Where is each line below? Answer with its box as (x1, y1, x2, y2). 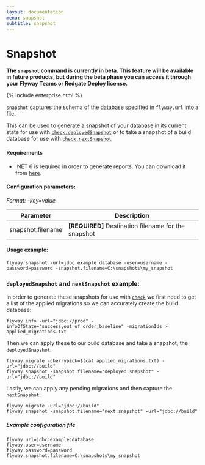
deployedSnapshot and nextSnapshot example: (6, 279, 140, 288)
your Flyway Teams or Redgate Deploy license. (6, 80, 128, 87)
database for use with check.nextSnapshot (6, 135, 112, 143)
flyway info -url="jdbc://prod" (6, 318, 88, 324)
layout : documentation (6, 9, 64, 15)
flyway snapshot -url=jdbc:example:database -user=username (6, 259, 163, 266)
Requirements (6, 149, 43, 156)
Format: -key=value (6, 196, 56, 204)
